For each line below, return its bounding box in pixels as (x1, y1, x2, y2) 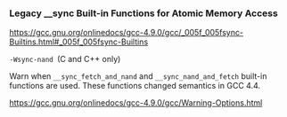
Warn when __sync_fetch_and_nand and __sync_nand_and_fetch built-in (9, 71, 267, 82)
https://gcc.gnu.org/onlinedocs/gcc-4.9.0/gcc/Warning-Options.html (9, 97, 263, 108)
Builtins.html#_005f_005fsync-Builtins (9, 36, 149, 47)
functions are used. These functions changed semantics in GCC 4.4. (9, 81, 261, 91)
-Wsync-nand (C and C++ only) (9, 54, 121, 65)
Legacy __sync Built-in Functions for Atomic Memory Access (9, 7, 278, 19)
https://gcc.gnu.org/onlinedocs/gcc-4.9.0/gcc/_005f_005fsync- (9, 27, 243, 38)
